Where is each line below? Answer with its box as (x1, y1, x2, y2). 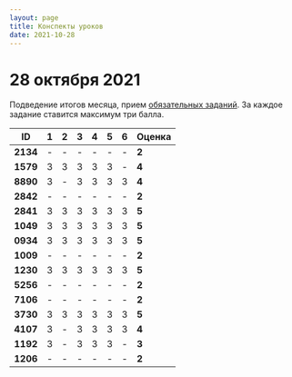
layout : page (9, 13, 59, 23)
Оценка (136, 131, 172, 144)
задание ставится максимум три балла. (9, 109, 165, 120)
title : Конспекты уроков (9, 22, 104, 31)
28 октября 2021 (9, 69, 141, 90)
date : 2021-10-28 (9, 30, 76, 39)
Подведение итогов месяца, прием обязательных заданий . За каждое (9, 99, 284, 110)
